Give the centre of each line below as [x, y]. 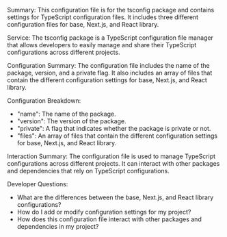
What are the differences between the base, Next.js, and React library [115, 197]
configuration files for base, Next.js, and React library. [83, 24]
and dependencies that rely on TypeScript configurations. [88, 171]
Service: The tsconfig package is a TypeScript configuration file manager [110, 38]
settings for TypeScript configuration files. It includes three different [103, 17]
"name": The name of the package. [66, 114]
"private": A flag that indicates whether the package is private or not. [114, 128]
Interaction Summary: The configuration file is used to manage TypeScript [111, 156]
